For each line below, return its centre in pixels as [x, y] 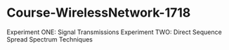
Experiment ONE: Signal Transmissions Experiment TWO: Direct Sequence [114, 32]
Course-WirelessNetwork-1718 [99, 13]
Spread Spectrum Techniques [50, 39]
